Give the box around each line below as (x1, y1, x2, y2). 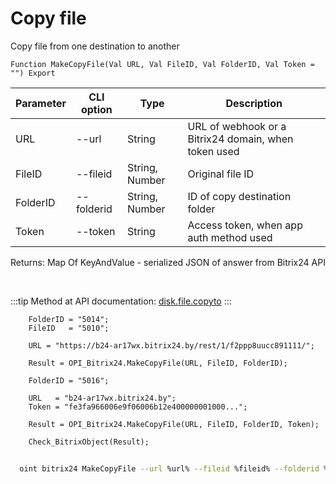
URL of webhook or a (187, 119, 287, 133)
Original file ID (187, 167, 255, 181)
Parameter (15, 96, 67, 110)
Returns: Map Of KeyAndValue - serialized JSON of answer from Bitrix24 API (10, 256, 326, 268)
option (80, 102, 113, 116)
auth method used (187, 230, 273, 244)
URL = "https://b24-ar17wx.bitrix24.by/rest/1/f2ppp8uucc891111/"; (28, 340, 315, 351)
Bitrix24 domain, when (187, 132, 294, 146)
